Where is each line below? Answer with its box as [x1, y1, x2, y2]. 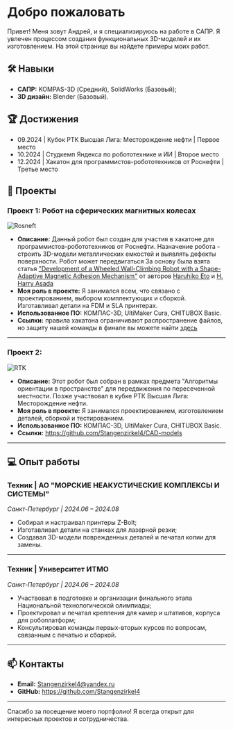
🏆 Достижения [7, 113, 79, 125]
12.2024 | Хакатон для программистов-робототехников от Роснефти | [17, 157, 224, 165]
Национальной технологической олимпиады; [17, 601, 152, 609]
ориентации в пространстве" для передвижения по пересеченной [17, 384, 216, 393]
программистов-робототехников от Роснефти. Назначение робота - [17, 243, 221, 251]
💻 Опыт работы [7, 456, 80, 468]
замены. [17, 540, 43, 549]
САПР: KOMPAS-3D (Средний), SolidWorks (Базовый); [17, 85, 177, 93]
